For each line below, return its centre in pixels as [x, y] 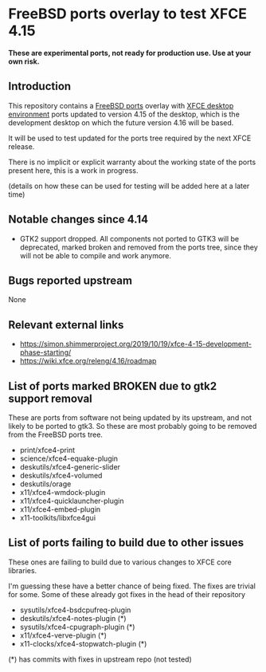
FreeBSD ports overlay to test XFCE [127, 14]
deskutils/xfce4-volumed [61, 476]
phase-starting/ [45, 352]
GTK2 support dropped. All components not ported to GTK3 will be [129, 238]
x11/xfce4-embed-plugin [60, 509]
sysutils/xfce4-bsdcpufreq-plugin [75, 610]
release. [22, 146]
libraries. [23, 570]
